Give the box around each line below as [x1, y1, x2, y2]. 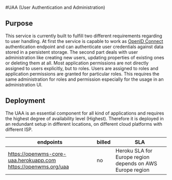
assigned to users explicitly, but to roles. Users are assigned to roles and [5, 65, 159, 71]
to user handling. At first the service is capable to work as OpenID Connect [5, 38, 163, 44]
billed [96, 138, 111, 145]
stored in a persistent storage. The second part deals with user [5, 49, 138, 55]
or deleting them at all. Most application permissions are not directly [5, 60, 149, 66]
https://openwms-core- [8, 150, 67, 157]
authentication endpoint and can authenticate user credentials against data [5, 43, 164, 50]
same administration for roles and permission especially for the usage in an [5, 76, 164, 82]
